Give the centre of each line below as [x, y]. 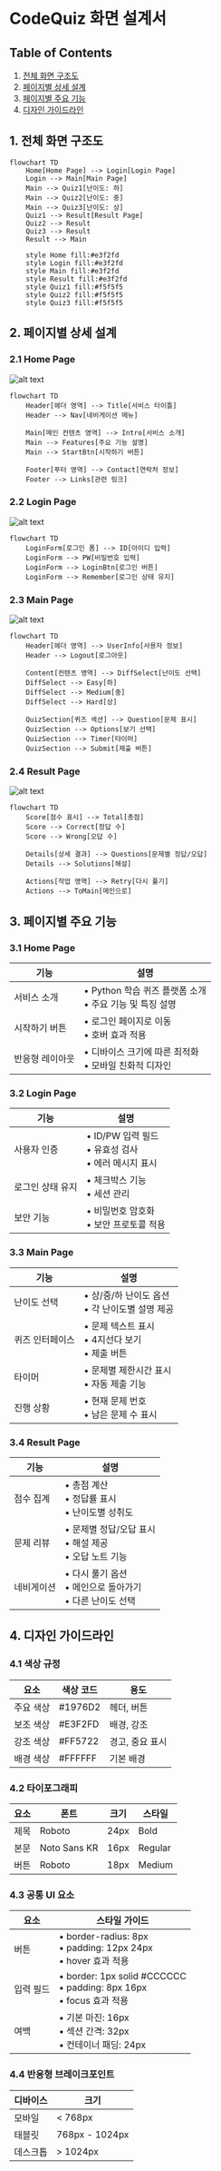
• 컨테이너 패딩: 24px [102, 2045]
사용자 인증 [36, 1150]
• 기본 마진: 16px [94, 2017]
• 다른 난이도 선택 [100, 1601]
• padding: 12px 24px [106, 1948]
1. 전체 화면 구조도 [57, 141]
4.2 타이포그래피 [44, 1788]
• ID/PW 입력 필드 [122, 1136]
